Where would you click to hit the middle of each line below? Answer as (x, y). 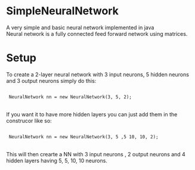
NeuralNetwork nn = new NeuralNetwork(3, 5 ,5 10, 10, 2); (84, 137)
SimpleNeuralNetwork (63, 11)
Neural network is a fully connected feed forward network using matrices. (97, 33)
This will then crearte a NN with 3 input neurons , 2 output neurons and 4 (96, 154)
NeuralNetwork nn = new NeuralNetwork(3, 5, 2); (70, 97)
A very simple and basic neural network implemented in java (80, 27)
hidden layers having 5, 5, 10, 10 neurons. (57, 160)
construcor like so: (29, 120)
